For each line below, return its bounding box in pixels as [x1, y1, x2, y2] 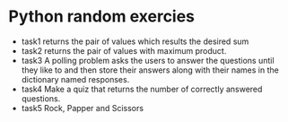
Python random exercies [8, 6, 195, 27]
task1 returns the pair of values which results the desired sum [21, 36, 249, 47]
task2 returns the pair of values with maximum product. [21, 45, 227, 56]
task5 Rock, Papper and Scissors [21, 102, 144, 113]
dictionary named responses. [21, 74, 130, 84]
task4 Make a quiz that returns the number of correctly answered [21, 83, 263, 94]
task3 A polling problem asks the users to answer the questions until [21, 55, 275, 65]
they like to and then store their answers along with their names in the [21, 65, 279, 75]
